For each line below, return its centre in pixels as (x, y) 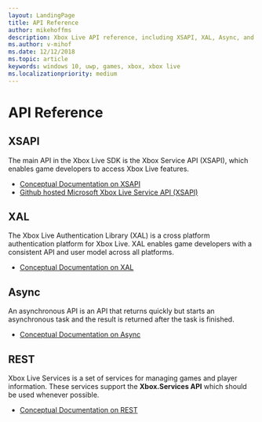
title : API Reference (44, 23)
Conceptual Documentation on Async (80, 335)
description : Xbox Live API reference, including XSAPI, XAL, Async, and (131, 37)
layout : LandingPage (42, 15)
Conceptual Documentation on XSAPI (80, 184)
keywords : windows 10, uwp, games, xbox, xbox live (94, 67)
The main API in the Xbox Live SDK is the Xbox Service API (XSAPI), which (128, 160)
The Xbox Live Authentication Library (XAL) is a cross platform (109, 235)
